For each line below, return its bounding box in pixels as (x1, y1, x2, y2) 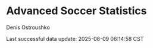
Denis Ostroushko (6, 24, 51, 31)
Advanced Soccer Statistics (6, 4, 147, 18)
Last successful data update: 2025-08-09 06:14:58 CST (6, 35, 144, 42)
